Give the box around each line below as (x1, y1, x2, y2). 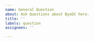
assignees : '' (5, 25, 35, 30)
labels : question (5, 21, 41, 26)
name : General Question (5, 7, 54, 12)
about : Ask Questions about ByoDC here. (5, 12, 90, 17)
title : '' (5, 16, 26, 21)
